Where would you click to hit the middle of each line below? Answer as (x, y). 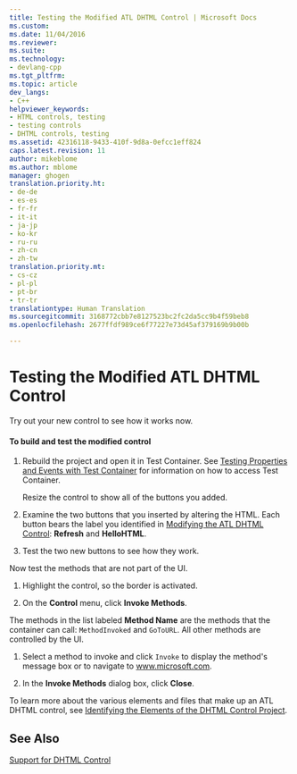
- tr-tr (24, 300)
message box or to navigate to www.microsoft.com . (117, 666)
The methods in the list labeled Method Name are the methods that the (140, 620)
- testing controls (45, 126)
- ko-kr (24, 233)
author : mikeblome (43, 159)
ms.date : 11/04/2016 (48, 34)
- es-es (24, 201)
